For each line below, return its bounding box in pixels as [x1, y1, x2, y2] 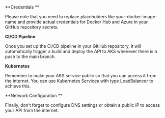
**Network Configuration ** [5, 93, 63, 98]
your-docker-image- [116, 14, 158, 19]
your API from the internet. [5, 108, 59, 113]
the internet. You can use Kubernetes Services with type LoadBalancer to [5, 78, 154, 84]
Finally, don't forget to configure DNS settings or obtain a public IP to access [5, 102, 160, 108]
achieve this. [5, 83, 31, 89]
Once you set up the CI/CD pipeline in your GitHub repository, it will [5, 43, 141, 49]
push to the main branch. [5, 54, 56, 59]
